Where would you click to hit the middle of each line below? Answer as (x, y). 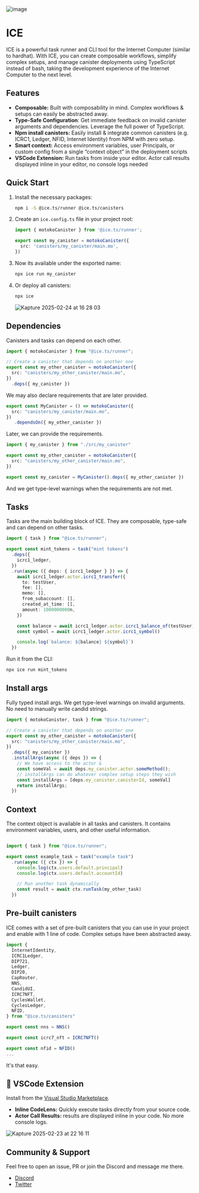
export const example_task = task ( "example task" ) (70, 857)
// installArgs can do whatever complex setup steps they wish (97, 774)
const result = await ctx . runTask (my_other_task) (79, 889)
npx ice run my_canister (45, 274)
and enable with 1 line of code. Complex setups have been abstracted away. (99, 934)
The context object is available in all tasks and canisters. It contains (88, 824)
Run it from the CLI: (30, 659)
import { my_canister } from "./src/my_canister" (69, 445)
